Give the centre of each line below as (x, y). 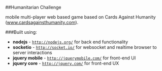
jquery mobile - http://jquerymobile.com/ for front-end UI (74, 58)
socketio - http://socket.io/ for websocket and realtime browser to (85, 47)
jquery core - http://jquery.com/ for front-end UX (66, 63)
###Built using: (21, 32)
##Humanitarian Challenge (33, 7)
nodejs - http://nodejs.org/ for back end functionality (70, 42)
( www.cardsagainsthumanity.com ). (42, 22)
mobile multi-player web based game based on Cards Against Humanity (80, 17)
